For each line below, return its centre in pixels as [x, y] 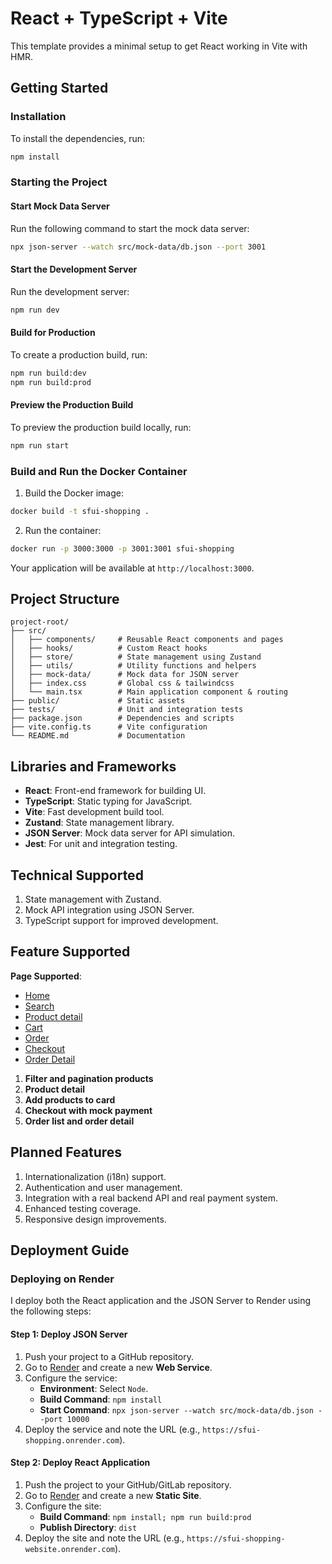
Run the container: [63, 530]
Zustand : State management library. [99, 823]
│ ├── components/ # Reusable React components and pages [147, 640]
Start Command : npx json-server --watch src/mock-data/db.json [176, 1409]
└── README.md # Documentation [98, 736]
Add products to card [70, 1099]
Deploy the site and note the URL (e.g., [104, 1538]
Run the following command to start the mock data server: [130, 228]
